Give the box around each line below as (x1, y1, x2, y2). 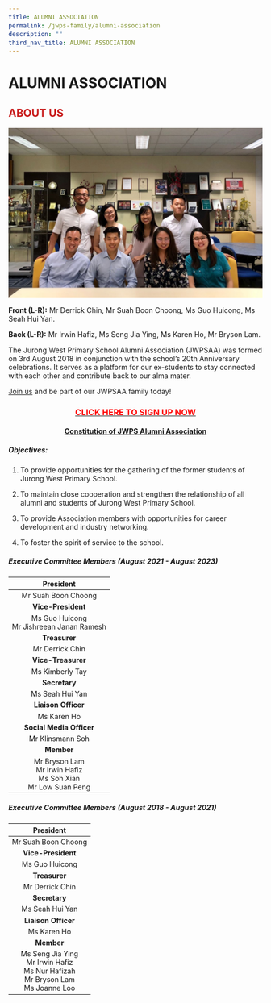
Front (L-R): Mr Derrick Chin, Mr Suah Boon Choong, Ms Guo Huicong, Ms (8, 305, 256, 314)
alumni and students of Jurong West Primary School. (19, 498, 196, 508)
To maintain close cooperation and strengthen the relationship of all (19, 489, 245, 499)
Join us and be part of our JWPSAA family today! (8, 386, 172, 396)
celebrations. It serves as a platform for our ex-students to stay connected (8, 362, 256, 372)
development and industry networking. (19, 522, 149, 532)
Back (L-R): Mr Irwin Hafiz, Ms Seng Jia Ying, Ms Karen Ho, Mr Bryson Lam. (8, 329, 261, 339)
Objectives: (8, 445, 48, 455)
